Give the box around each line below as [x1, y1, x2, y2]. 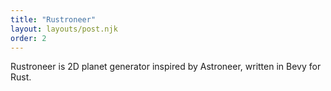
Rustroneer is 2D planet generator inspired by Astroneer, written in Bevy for [10, 61, 322, 73]
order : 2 [10, 33, 47, 43]
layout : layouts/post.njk [10, 24, 118, 34]
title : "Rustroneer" [10, 14, 97, 25]
